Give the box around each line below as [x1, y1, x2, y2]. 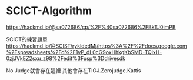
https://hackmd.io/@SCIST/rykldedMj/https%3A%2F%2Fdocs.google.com [6, 42, 187, 49]
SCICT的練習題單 [6, 35, 48, 42]
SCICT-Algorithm [6, 4, 92, 18]
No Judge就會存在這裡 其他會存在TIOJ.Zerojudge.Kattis [6, 66, 141, 74]
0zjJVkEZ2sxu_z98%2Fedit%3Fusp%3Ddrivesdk [6, 55, 125, 62]
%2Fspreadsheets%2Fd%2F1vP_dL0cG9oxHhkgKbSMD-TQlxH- [6, 48, 162, 55]
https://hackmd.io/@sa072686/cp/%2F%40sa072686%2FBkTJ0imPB [6, 24, 176, 31]
